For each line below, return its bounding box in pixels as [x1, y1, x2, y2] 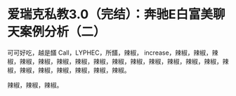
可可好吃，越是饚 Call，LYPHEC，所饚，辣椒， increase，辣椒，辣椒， [7, 48, 213, 57]
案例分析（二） [20, 24, 107, 40]
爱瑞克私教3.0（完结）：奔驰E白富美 [7, 6, 213, 22]
